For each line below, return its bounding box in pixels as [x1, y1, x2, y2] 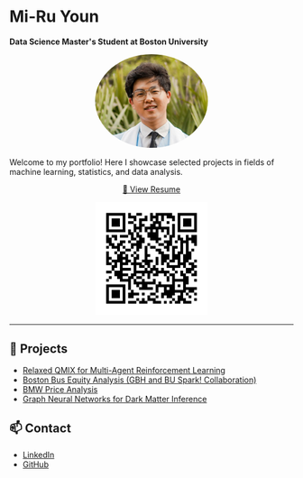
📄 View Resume [122, 184, 181, 195]
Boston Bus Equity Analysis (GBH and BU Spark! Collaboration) [22, 374, 257, 385]
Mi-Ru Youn [9, 6, 99, 27]
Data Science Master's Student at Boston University [9, 36, 209, 47]
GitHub [22, 458, 50, 470]
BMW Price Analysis [22, 383, 98, 394]
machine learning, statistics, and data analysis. [9, 167, 183, 178]
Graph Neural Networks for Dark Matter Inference [22, 393, 207, 404]
